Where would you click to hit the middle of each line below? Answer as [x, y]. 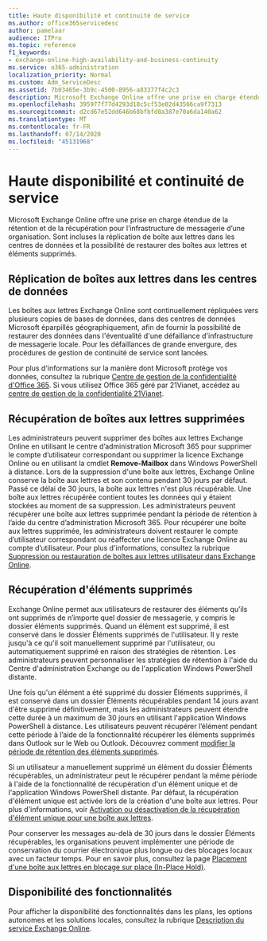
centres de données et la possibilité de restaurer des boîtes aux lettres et [128, 245]
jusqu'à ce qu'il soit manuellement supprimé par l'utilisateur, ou [112, 643]
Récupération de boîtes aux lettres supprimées [126, 419]
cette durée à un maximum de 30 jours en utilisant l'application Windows [127, 717]
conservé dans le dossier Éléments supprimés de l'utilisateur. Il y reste [124, 634]
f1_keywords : [30, 53]
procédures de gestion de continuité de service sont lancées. [108, 353]
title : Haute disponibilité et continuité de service [99, 16]
